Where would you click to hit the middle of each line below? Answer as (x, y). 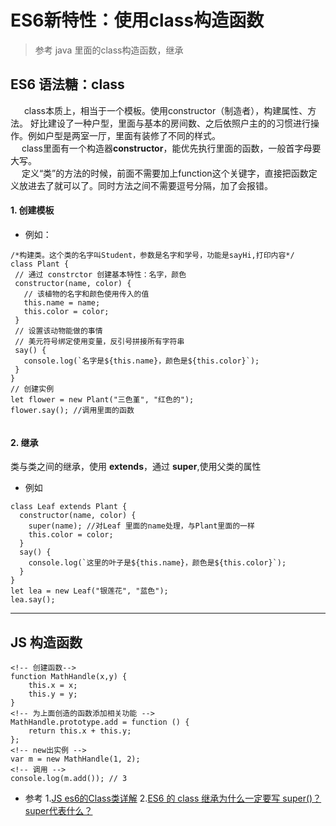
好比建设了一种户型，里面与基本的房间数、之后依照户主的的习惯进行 (170, 123)
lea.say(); (33, 600)
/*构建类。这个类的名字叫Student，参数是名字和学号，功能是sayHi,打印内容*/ (152, 255)
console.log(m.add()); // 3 (69, 778)
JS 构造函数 (46, 642)
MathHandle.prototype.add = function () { (100, 722)
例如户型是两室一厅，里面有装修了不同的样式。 (124, 135)
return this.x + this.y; (80, 731)
